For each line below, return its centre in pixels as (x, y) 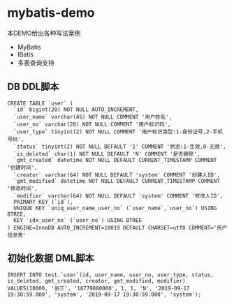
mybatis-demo (51, 13)
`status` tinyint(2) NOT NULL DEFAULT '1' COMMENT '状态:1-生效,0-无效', (120, 147)
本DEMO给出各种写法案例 (44, 33)
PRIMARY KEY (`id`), (43, 202)
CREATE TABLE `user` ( (40, 103)
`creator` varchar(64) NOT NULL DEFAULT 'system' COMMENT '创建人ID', (117, 175)
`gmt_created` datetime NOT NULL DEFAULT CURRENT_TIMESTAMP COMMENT (115, 160)
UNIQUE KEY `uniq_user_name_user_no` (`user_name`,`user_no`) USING (115, 208)
